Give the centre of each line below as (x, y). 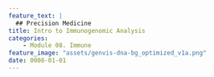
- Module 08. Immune (57, 46)
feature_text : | (35, 16)
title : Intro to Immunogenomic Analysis (77, 30)
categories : (28, 38)
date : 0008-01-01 (37, 61)
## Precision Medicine (53, 23)
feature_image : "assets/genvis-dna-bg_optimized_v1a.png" (107, 53)
